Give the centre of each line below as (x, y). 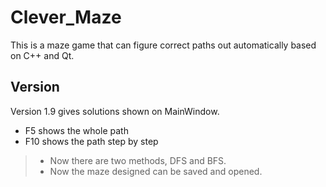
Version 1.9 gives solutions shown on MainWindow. (115, 111)
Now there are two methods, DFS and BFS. (138, 160)
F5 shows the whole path (76, 130)
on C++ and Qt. (42, 55)
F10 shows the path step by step (91, 141)
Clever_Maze (66, 17)
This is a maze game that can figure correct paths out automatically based (163, 45)
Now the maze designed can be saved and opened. (156, 171)
